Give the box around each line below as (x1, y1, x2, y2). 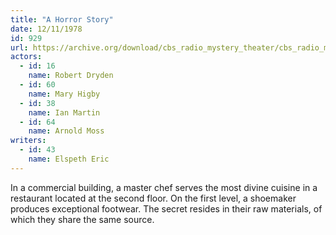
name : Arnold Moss (28, 126, 105, 136)
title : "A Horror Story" (10, 14, 114, 25)
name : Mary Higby (28, 89, 101, 99)
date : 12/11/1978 (10, 24, 83, 34)
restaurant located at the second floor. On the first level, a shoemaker (10, 192, 297, 204)
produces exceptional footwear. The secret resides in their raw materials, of (10, 202, 323, 215)
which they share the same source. (10, 213, 155, 225)
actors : (10, 52, 43, 62)
